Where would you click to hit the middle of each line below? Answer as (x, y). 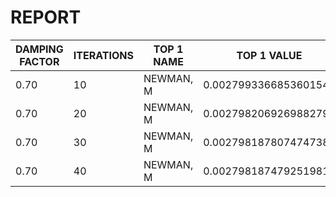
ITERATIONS (103, 55)
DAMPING (39, 49)
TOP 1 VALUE (269, 55)
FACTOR (39, 61)
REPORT (46, 17)
